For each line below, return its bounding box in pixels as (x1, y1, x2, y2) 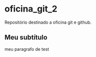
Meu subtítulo (4, 33, 48, 42)
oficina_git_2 (4, 3, 58, 14)
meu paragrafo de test (4, 46, 49, 52)
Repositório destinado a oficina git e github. (4, 19, 92, 25)
